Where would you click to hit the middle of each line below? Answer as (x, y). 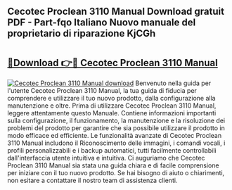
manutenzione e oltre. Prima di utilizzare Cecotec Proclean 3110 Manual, (112, 106)
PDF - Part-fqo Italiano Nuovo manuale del (102, 23)
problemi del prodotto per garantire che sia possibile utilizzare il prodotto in (116, 128)
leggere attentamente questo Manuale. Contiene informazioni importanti (112, 113)
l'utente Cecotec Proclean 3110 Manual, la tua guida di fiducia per (102, 90)
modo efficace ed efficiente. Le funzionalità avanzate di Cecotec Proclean (115, 135)
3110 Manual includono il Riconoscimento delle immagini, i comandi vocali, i (116, 143)
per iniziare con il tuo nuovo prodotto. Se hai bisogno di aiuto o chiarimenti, (116, 173)
